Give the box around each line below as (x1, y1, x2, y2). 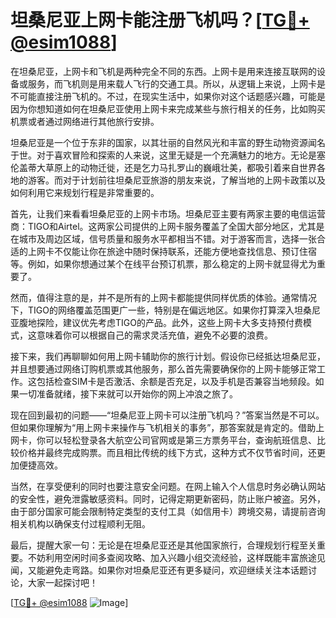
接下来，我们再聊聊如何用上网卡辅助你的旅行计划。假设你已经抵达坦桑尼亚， (10, 350, 326, 362)
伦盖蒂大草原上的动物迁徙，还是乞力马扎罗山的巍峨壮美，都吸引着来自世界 (10, 161, 317, 173)
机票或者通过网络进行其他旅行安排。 (10, 115, 160, 127)
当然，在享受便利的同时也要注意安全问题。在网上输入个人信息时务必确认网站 (10, 480, 326, 492)
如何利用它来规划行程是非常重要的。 (10, 186, 160, 198)
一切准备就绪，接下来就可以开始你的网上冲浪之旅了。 (18, 387, 238, 400)
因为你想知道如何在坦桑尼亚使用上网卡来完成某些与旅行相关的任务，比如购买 (10, 102, 326, 115)
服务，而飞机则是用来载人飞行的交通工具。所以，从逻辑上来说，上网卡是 (27, 77, 326, 90)
